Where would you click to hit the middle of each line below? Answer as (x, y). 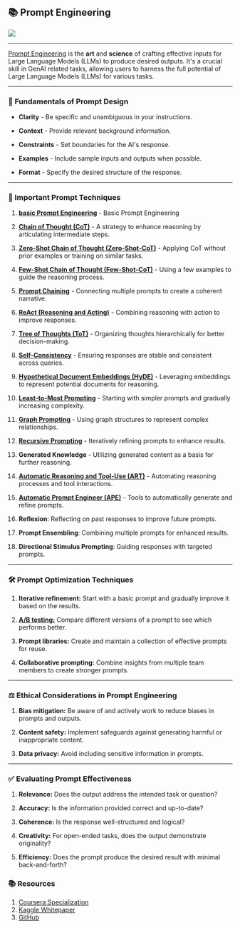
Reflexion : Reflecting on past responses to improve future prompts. (118, 519)
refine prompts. (41, 505)
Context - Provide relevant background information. (95, 131)
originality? (35, 843)
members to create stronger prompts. (73, 670)
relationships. (38, 427)
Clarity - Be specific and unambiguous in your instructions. (105, 117)
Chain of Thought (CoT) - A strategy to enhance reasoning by (110, 227)
